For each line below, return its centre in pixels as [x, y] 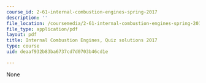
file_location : [26, 23]
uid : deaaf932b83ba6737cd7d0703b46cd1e [57, 52]
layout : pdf [21, 35]
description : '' [27, 18]
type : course [23, 46]
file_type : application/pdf [42, 29]
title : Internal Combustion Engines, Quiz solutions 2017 [82, 40]
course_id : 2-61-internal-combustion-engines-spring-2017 [82, 12]
